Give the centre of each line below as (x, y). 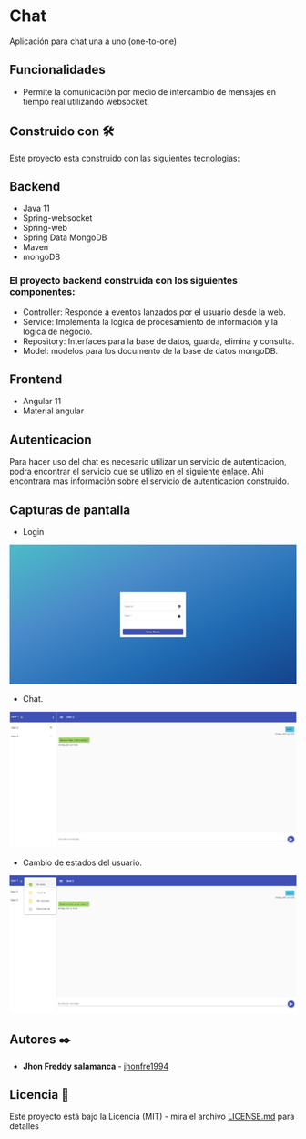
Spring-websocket (57, 218)
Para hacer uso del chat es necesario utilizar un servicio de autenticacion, (148, 462)
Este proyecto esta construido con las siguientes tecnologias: (124, 158)
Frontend (36, 380)
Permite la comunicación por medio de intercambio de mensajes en (149, 91)
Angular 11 (42, 402)
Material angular (53, 411)
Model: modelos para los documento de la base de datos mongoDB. (150, 350)
